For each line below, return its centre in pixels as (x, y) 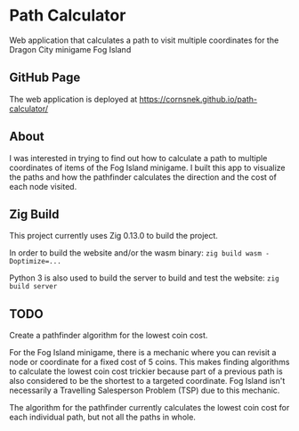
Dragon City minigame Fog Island (70, 49)
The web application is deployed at (73, 99)
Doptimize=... (36, 262)
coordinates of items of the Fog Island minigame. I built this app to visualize (148, 167)
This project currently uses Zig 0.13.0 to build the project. (113, 236)
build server (33, 287)
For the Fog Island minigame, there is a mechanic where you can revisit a (143, 353)
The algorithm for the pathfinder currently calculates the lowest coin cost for (149, 408)
